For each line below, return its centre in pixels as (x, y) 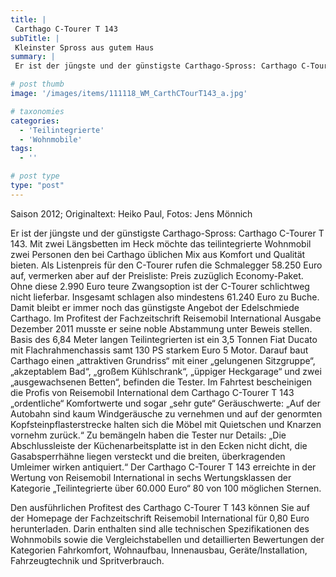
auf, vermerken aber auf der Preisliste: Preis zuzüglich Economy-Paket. (157, 275)
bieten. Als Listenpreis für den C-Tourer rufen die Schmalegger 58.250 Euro (166, 265)
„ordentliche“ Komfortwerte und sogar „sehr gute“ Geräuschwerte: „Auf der (165, 403)
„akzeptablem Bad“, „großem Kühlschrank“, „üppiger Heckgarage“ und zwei (166, 371)
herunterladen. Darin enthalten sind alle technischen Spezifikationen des (160, 528)
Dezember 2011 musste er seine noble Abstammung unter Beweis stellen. (161, 328)
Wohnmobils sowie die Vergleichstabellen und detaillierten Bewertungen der (167, 539)
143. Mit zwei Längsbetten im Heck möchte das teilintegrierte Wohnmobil (161, 243)
